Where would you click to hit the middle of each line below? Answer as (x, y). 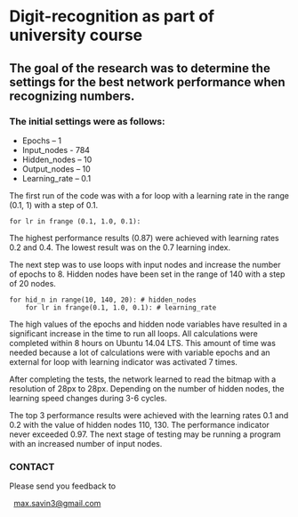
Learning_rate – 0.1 (56, 178)
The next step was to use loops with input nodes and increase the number (145, 264)
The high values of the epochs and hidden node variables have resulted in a (148, 324)
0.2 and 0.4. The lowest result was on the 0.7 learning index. (120, 247)
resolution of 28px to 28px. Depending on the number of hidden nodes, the (147, 388)
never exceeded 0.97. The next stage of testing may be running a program (145, 434)
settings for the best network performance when (148, 82)
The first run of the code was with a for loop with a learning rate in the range (149, 195)
